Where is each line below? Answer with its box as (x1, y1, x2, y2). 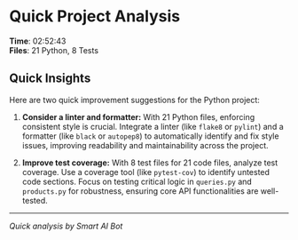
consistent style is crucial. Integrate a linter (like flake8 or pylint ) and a (21, 121, 284, 132)
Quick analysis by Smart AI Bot (9, 220, 123, 231)
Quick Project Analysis (9, 6, 181, 27)
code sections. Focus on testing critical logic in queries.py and (21, 176, 253, 187)
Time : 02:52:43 (9, 36, 67, 46)
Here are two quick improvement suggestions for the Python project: (9, 94, 260, 105)
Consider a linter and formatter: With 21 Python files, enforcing (21, 111, 255, 122)
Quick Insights (9, 71, 91, 86)
